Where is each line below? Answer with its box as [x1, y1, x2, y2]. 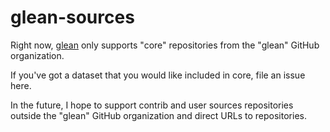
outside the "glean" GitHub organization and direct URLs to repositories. [10, 109, 307, 121]
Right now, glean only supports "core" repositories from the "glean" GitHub [10, 39, 320, 51]
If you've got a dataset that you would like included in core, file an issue [10, 69, 306, 81]
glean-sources [10, 6, 135, 29]
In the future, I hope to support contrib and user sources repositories [10, 99, 294, 111]
